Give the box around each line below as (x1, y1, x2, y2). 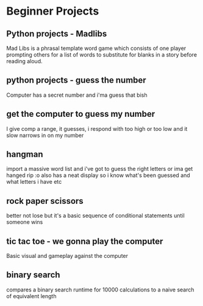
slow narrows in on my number (6, 131, 84, 139)
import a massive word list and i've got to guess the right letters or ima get (6, 165, 193, 173)
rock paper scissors (6, 196, 84, 206)
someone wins (6, 218, 43, 226)
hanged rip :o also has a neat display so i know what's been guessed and (6, 172, 190, 179)
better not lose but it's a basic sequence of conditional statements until (6, 212, 185, 220)
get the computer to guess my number (6, 109, 155, 119)
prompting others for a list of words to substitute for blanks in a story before (6, 51, 197, 58)
